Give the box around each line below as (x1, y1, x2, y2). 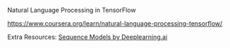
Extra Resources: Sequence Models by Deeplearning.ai (7, 33, 168, 41)
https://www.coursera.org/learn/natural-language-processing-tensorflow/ (7, 19, 223, 27)
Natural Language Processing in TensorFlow (7, 6, 136, 14)
